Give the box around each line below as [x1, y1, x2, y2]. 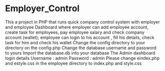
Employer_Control [5, 3, 80, 14]
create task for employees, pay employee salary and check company [5, 29, 145, 35]
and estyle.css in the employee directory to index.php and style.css [5, 60, 142, 66]
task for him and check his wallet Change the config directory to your [5, 39, 145, 45]
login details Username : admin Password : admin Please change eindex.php [5, 55, 160, 61]
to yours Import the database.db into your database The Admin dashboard [5, 50, 156, 56]
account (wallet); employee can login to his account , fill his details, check [5, 35, 155, 40]
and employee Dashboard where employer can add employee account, [5, 24, 149, 30]
